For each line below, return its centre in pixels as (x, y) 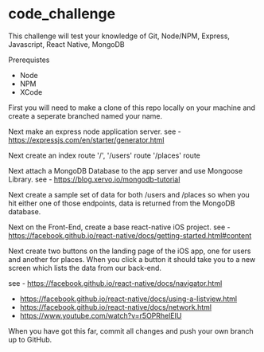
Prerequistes (29, 60)
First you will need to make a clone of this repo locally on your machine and (132, 108)
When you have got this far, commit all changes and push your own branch (131, 330)
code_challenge (62, 14)
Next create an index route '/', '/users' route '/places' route (105, 155)
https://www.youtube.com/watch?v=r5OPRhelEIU (101, 315)
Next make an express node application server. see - (95, 131)
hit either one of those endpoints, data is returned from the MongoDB (122, 203)
